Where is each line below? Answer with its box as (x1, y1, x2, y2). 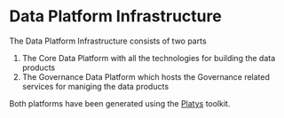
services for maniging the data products (21, 81, 170, 91)
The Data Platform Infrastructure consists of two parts (9, 35, 207, 46)
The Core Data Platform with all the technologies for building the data (21, 52, 276, 63)
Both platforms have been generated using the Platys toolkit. (9, 98, 231, 108)
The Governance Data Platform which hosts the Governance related (21, 71, 271, 82)
